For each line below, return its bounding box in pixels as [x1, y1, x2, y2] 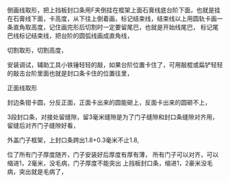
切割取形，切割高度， [7, 47, 67, 54]
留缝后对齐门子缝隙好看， [7, 122, 79, 129]
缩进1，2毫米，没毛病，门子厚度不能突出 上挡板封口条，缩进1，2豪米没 [7, 159, 207, 167]
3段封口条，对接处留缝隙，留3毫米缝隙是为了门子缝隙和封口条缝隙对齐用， [7, 113, 219, 121]
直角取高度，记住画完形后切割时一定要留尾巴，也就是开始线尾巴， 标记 [12, 23, 213, 31]
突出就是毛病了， [18, 168, 67, 176]
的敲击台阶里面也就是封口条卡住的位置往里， [7, 69, 133, 77]
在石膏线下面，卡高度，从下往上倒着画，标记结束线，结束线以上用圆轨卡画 [7, 14, 217, 23]
